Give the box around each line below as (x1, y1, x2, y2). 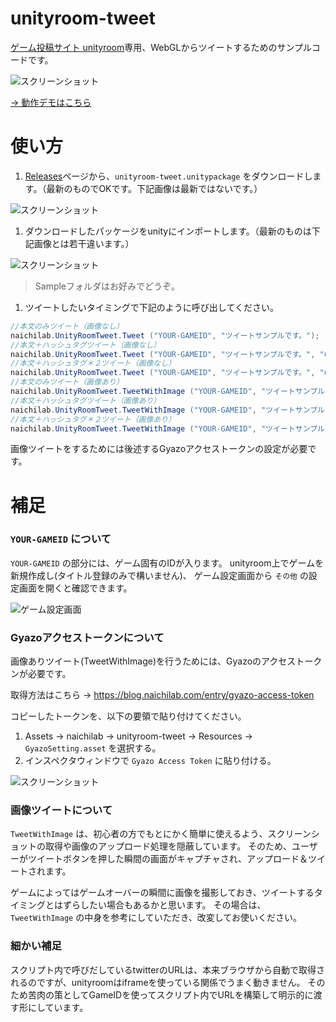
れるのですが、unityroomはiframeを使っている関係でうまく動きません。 (10, 976, 306, 988)
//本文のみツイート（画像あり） (10, 377, 124, 387)
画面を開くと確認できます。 (18, 582, 133, 594)
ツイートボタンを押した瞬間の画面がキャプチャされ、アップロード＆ (27, 853, 308, 865)
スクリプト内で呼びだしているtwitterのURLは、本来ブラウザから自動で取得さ (10, 963, 326, 976)
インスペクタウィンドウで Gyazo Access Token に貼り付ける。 (24, 755, 277, 767)
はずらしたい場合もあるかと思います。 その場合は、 (53, 899, 267, 911)
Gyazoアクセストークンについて (10, 630, 165, 644)
